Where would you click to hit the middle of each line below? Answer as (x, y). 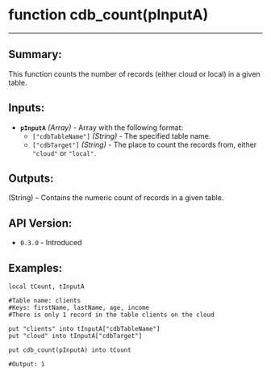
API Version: (40, 223)
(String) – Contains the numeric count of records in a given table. (116, 198)
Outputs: (31, 178)
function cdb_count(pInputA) (108, 15)
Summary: (35, 54)
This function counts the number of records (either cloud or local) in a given (134, 73)
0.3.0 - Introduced (51, 243)
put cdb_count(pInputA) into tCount (70, 350)
